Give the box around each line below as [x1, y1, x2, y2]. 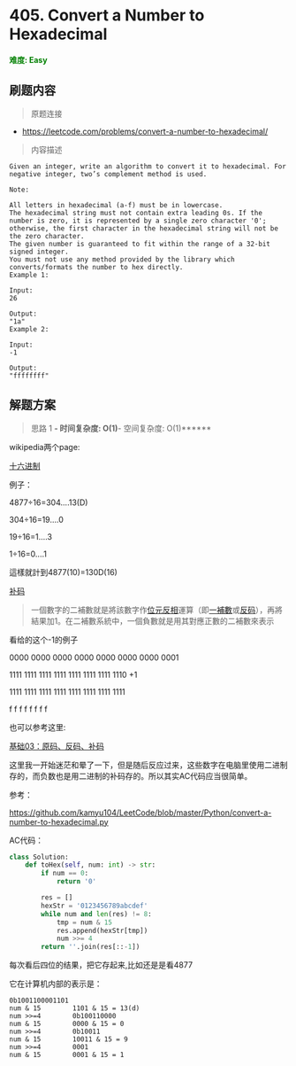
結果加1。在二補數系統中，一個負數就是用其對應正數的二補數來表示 [30, 615, 275, 626]
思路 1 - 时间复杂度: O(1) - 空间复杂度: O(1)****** [30, 423, 212, 433]
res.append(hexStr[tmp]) [56, 926, 148, 935]
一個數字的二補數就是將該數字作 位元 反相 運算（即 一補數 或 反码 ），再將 [30, 604, 283, 615]
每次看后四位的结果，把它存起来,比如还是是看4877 [9, 960, 193, 970]
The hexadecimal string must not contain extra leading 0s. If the [9, 208, 263, 217]
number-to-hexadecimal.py [9, 816, 109, 827]
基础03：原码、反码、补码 [9, 741, 104, 751]
